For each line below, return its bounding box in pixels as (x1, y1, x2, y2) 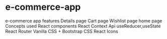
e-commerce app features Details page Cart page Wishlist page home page (5, 18, 162, 24)
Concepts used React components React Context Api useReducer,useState (5, 23, 161, 29)
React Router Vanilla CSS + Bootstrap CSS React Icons (5, 28, 118, 34)
